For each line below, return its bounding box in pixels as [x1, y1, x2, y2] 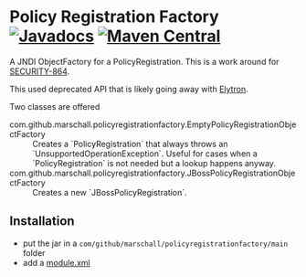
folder [22, 247, 46, 258]
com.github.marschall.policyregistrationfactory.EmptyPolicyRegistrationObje [9, 119, 297, 130]
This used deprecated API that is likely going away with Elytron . [9, 83, 248, 94]
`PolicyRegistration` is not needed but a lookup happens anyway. [32, 157, 277, 168]
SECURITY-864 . [9, 66, 70, 77]
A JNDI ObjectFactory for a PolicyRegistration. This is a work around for [9, 56, 280, 67]
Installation [9, 213, 75, 229]
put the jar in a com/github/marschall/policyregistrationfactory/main [22, 238, 289, 249]
